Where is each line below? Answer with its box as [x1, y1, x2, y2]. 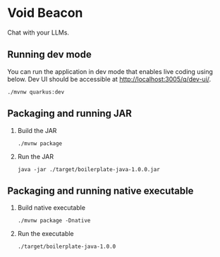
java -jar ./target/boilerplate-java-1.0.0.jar [17, 165, 160, 173]
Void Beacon [7, 5, 83, 21]
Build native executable [17, 203, 86, 212]
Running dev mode [7, 49, 92, 61]
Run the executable [17, 230, 74, 238]
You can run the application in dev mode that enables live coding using [7, 67, 214, 75]
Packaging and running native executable [7, 184, 194, 196]
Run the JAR [17, 152, 54, 161]
